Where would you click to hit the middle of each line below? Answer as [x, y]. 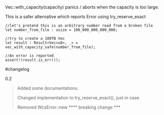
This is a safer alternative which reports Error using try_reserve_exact [76, 16]
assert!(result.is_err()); [33, 60]
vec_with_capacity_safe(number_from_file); [50, 47]
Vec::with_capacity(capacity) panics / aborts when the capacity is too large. [82, 7]
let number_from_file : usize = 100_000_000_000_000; [62, 30]
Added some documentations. [48, 88]
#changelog [17, 69]
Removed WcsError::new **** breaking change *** [69, 107]
